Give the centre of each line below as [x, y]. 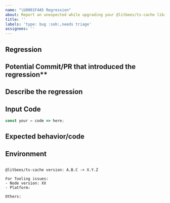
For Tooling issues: [27, 179]
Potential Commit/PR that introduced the [71, 66]
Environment [26, 154]
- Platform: [18, 188]
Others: [13, 197]
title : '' [16, 19]
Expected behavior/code [45, 137]
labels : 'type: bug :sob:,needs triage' [49, 24]
